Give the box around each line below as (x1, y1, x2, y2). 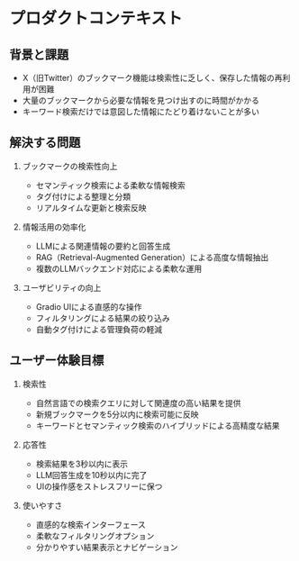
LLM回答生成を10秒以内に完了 (35, 469, 148, 480)
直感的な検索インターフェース (35, 519, 147, 529)
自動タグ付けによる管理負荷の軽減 (35, 323, 163, 334)
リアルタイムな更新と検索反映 (35, 202, 147, 213)
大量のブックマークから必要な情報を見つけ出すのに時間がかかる (22, 95, 259, 105)
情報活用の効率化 (22, 222, 86, 232)
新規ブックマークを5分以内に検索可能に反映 (35, 409, 199, 420)
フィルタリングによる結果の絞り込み (35, 312, 170, 323)
